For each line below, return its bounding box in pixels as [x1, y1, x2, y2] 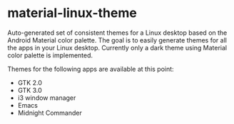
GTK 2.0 [17, 78, 43, 86]
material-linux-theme [7, 5, 137, 21]
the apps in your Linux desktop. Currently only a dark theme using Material [7, 43, 227, 52]
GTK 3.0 [17, 86, 43, 94]
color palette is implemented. [7, 51, 93, 60]
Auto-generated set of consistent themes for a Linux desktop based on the [7, 28, 228, 37]
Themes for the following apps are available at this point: [7, 64, 174, 73]
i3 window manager [17, 94, 76, 102]
